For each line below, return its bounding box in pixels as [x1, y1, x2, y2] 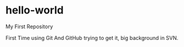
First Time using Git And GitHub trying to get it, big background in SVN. [5, 34, 179, 41]
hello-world [5, 4, 64, 17]
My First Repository [5, 23, 54, 30]
